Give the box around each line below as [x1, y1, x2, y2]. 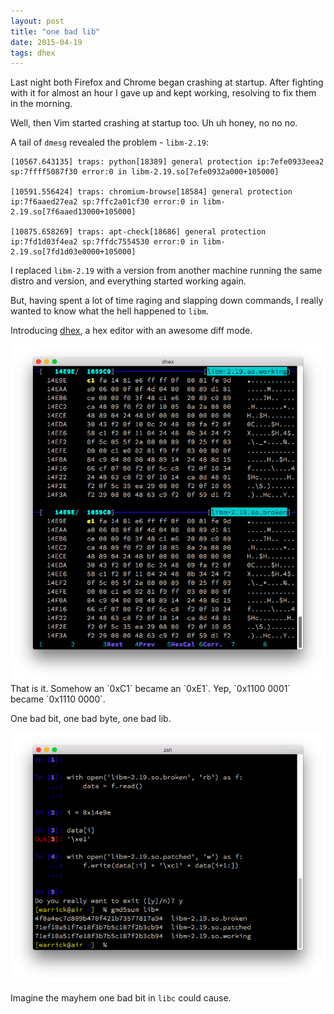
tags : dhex [10, 48, 56, 58]
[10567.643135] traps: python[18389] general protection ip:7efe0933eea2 [10, 157, 325, 167]
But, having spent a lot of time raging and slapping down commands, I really [10, 295, 324, 307]
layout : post [10, 16, 65, 26]
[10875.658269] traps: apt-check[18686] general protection [10, 227, 267, 237]
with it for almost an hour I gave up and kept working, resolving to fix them [10, 87, 317, 99]
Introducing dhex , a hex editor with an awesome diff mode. [10, 325, 253, 337]
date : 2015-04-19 [10, 37, 83, 47]
